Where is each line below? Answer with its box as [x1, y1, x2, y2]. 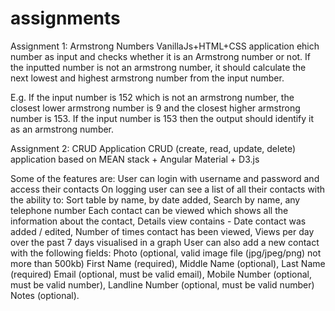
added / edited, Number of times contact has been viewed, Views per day [10, 225, 315, 237]
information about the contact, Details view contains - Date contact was [10, 215, 307, 227]
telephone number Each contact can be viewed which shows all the [10, 204, 289, 216]
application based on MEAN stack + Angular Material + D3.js [10, 153, 260, 165]
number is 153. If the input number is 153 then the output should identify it [10, 112, 315, 124]
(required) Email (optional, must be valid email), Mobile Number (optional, [10, 268, 312, 280]
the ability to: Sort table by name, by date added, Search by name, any [10, 193, 301, 206]
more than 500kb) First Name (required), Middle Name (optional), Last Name [10, 257, 326, 269]
